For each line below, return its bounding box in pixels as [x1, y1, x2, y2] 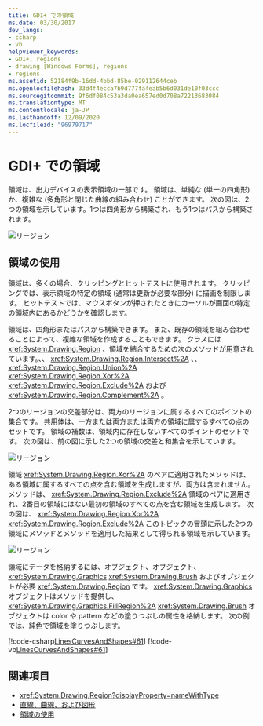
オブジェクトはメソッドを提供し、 [8, 591, 119, 600]
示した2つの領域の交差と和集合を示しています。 [85, 436, 240, 446]
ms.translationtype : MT [8, 99, 86, 107]
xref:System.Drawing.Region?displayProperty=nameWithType [19, 691, 220, 700]
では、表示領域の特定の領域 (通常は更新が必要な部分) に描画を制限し [21, 288, 245, 297]
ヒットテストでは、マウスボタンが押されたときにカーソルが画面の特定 [23, 297, 250, 307]
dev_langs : [8, 26, 44, 34]
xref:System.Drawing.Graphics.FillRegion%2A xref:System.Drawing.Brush [8, 601, 247, 611]
